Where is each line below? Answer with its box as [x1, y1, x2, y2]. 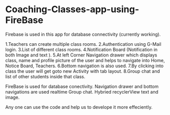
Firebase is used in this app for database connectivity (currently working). [5, 31, 161, 37]
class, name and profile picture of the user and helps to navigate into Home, [5, 57, 165, 63]
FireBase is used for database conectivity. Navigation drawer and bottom [5, 83, 159, 90]
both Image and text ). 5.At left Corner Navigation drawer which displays [5, 52, 157, 58]
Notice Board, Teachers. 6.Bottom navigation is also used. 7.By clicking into [5, 63, 164, 69]
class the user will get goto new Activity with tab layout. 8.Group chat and [5, 68, 160, 74]
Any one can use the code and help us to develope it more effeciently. [5, 104, 153, 110]
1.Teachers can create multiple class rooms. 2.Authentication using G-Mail [5, 41, 162, 47]
